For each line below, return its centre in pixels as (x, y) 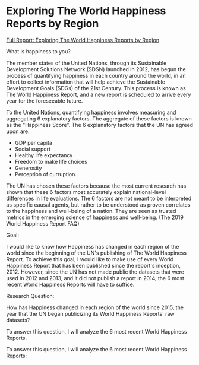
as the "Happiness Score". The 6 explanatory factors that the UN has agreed (100, 125)
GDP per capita (33, 142)
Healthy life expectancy (44, 155)
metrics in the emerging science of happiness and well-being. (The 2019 (95, 217)
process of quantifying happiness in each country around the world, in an (96, 75)
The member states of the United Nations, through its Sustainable (86, 63)
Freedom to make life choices (51, 161)
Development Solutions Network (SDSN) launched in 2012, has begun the (96, 69)
